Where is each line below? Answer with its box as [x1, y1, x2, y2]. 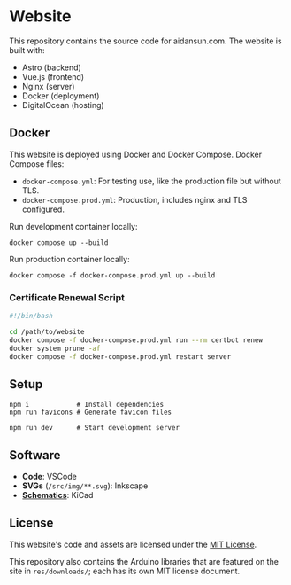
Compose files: [9, 158, 65, 169]
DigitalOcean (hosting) [21, 99, 104, 110]
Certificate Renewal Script [9, 291, 126, 303]
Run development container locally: [9, 221, 139, 231]
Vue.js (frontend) [21, 71, 85, 82]
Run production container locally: [9, 253, 130, 264]
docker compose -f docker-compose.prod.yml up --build [9, 270, 216, 280]
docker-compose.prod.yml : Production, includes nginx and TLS [21, 194, 248, 205]
